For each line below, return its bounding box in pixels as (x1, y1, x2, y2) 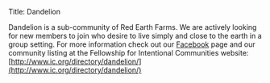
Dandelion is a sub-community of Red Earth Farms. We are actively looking (8, 23, 257, 31)
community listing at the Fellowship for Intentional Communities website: (8, 48, 249, 57)
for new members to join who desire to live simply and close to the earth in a (8, 31, 262, 40)
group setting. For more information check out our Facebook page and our (8, 39, 255, 49)
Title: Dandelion (8, 7, 60, 16)
